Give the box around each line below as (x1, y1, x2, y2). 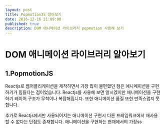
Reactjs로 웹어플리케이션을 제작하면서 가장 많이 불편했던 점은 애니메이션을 (5, 83, 150, 89)
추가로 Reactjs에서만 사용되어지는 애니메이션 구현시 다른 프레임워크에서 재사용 (5, 112, 158, 118)
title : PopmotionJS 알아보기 (5, 12, 61, 17)
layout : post (5, 7, 32, 12)
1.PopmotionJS (5, 69, 53, 77)
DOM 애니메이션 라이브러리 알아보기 (5, 49, 146, 60)
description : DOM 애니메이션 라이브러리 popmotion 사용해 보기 (5, 26, 124, 31)
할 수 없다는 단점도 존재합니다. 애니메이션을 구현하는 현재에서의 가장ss (5, 118, 142, 125)
